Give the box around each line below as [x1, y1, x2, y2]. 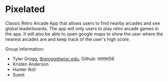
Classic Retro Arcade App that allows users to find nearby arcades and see [5, 20, 160, 26]
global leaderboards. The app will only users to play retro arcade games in [5, 25, 159, 31]
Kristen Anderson [12, 61, 49, 67]
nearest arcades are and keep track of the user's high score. [5, 36, 130, 42]
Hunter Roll [12, 66, 36, 72]
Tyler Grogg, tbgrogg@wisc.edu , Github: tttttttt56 [12, 55, 114, 61]
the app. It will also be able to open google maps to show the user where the [5, 31, 163, 37]
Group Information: [5, 46, 45, 52]
